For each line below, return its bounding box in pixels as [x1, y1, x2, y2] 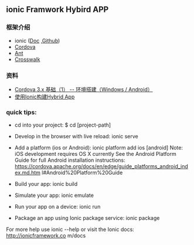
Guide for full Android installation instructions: [14, 156, 125, 164]
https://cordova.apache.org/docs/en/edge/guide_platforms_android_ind [14, 163, 189, 170]
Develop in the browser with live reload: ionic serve [14, 133, 139, 140]
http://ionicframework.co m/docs [6, 232, 86, 239]
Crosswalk [14, 56, 40, 63]
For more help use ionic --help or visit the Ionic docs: [6, 226, 135, 233]
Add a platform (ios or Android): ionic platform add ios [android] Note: [14, 144, 183, 151]
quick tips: [6, 108, 37, 116]
